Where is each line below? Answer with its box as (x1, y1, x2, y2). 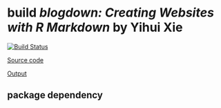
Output (7, 69, 27, 78)
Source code (7, 55, 44, 64)
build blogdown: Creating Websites (7, 5, 214, 21)
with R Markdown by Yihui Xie (7, 19, 183, 35)
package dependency (7, 89, 104, 101)
